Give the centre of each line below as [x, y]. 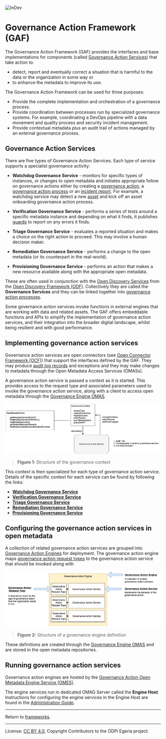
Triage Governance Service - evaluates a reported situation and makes [85, 231]
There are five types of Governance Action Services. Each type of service [80, 160]
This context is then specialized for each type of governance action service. [83, 472]
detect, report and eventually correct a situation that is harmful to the [83, 72]
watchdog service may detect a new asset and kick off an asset [77, 196]
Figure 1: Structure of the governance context [64, 462]
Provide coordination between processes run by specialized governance [86, 112]
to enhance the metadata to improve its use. [57, 82]
